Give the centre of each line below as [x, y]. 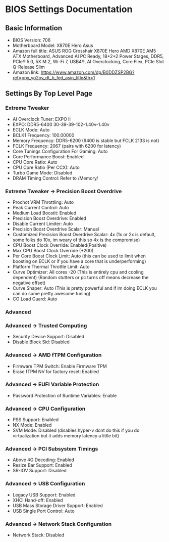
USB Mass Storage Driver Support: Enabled [58, 505]
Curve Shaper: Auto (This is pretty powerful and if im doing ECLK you [85, 288]
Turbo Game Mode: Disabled [42, 172]
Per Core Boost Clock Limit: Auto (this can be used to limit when [79, 256]
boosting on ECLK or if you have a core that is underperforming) [79, 261]
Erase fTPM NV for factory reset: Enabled [56, 371]
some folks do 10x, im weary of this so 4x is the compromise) [76, 240]
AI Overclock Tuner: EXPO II [42, 119]
